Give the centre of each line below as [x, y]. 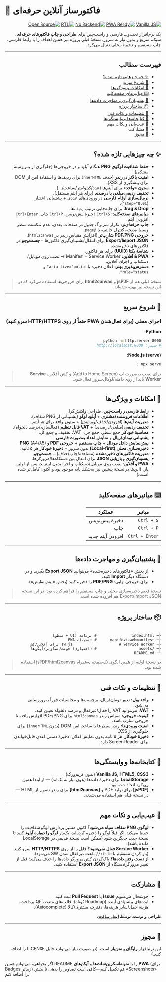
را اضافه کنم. [17, 974]
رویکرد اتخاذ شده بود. [129, 785]
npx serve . [149, 364]
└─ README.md [147, 653]
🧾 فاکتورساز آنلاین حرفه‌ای [53, 11]
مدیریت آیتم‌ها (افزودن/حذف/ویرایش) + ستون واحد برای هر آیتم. [90, 421]
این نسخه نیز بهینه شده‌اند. [137, 287]
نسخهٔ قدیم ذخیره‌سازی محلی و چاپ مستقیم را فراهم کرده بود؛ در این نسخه [91, 591]
